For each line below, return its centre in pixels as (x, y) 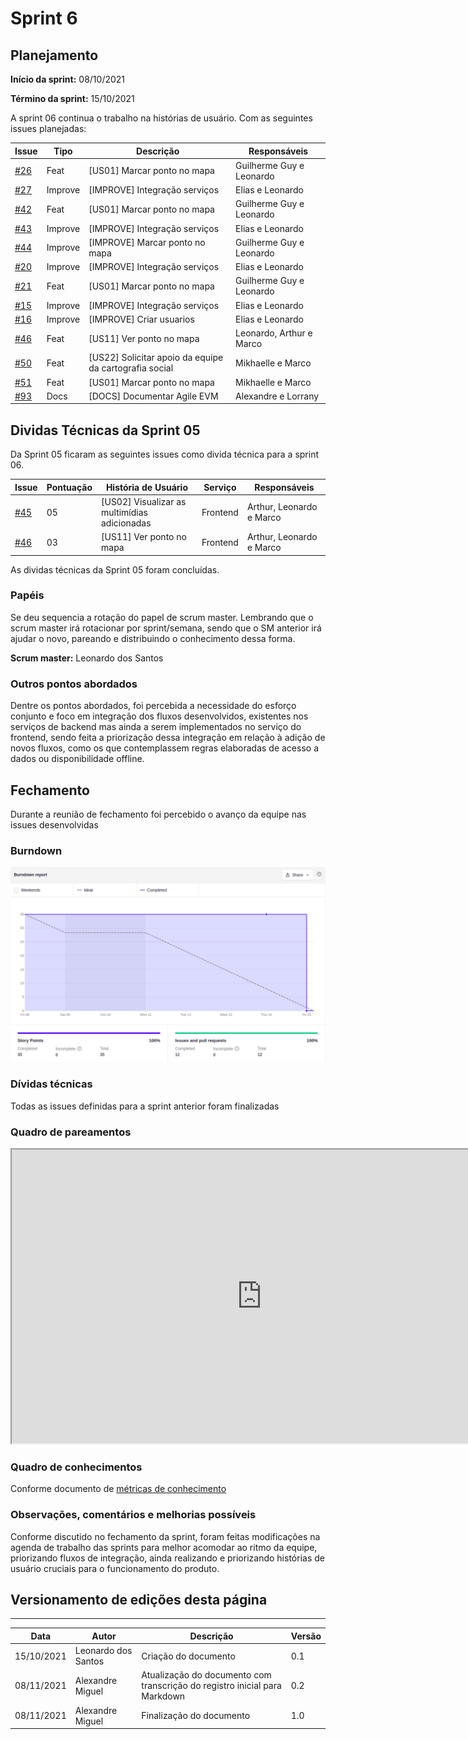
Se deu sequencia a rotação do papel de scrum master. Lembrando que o (162, 617)
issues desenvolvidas (54, 824)
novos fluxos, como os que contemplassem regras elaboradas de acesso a (164, 748)
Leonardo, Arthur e (274, 333)
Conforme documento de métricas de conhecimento (118, 1489)
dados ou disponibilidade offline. (77, 759)
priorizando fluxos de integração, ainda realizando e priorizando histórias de (167, 1558)
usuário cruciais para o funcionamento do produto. (115, 1568)
